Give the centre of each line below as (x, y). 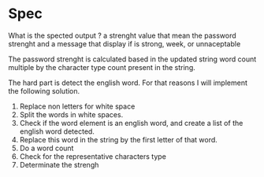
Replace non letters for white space (77, 106)
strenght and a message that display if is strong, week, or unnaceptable (125, 43)
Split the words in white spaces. (71, 114)
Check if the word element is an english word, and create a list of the (131, 123)
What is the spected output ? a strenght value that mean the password (122, 35)
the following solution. (44, 90)
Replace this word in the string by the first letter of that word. (119, 139)
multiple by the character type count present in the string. (102, 67)
